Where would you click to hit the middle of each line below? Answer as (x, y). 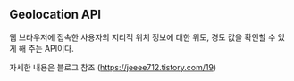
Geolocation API (55, 15)
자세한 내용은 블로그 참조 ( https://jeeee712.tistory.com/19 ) (113, 67)
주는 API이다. (51, 48)
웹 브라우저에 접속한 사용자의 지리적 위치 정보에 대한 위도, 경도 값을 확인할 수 (143, 37)
